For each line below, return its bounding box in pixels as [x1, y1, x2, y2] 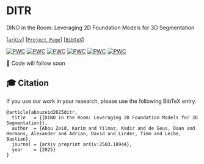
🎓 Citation [6, 78, 49, 89]
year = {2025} [12, 146, 56, 153]
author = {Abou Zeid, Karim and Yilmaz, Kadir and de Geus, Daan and [12, 125, 195, 132]
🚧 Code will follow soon [6, 59, 65, 67]
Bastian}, [6, 136, 32, 142]
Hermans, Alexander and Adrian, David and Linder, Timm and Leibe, [6, 130, 182, 136]
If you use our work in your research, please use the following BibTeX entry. [6, 97, 197, 105]
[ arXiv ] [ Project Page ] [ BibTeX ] [6, 35, 84, 43]
